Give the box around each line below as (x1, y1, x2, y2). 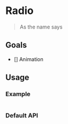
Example (5, 90, 31, 98)
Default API (5, 112, 38, 120)
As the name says (19, 23, 63, 30)
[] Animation (13, 55, 44, 62)
